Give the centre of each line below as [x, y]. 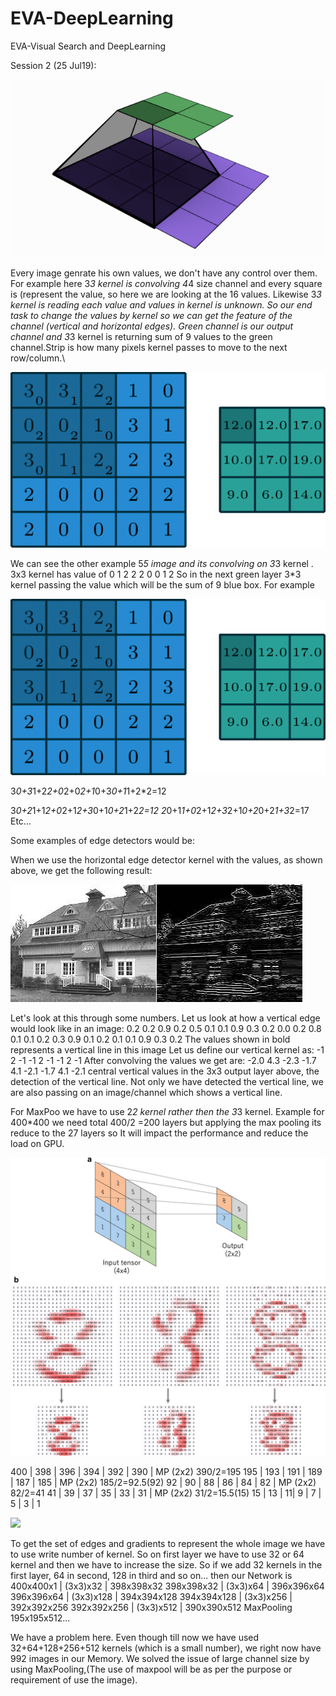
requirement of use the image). [74, 1680]
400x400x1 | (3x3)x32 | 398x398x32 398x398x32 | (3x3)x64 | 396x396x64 [167, 1586]
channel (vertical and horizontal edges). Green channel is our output [152, 326]
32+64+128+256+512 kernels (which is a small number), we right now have [166, 1648]
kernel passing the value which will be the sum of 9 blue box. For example [162, 585]
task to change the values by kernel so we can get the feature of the [151, 315]
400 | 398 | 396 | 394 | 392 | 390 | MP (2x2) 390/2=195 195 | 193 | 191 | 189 [166, 1472]
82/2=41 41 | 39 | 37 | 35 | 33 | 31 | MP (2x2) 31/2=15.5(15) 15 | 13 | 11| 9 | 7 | [166, 1493]
